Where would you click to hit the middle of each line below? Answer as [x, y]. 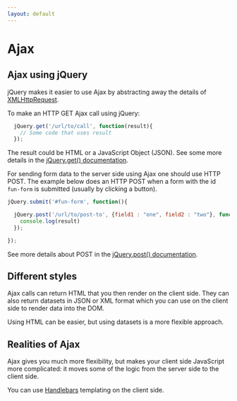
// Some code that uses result [66, 133]
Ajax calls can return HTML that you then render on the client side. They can [118, 294]
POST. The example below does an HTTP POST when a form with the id [112, 182]
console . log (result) [50, 221]
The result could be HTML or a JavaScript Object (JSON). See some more [115, 153]
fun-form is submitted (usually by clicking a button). [82, 189]
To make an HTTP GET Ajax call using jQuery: [74, 113]
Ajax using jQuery [48, 75]
